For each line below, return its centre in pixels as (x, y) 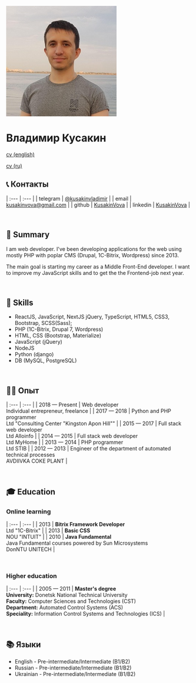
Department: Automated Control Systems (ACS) (65, 608)
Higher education (31, 576)
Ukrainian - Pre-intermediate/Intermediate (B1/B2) (75, 674)
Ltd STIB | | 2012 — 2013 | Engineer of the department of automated (89, 449)
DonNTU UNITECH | (31, 549)
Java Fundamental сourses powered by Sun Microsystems (77, 543)
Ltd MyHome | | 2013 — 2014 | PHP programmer (65, 442)
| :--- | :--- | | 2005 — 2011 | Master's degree (61, 589)
